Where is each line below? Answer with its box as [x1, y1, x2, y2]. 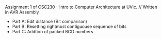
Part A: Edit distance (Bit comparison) [12, 19, 87, 24]
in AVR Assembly [5, 9, 39, 15]
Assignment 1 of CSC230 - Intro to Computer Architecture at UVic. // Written [5, 4, 158, 10]
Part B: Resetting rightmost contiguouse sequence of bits [12, 24, 127, 29]
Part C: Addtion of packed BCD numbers [12, 29, 94, 34]
